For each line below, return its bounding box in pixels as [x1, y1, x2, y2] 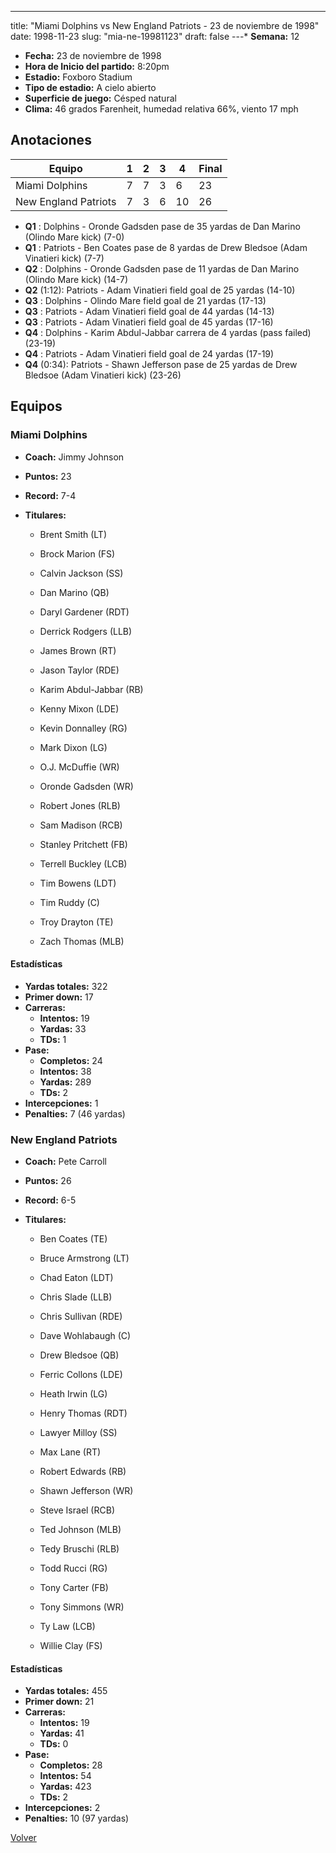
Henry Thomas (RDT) [39, 1407, 128, 1419]
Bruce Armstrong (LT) [39, 1252, 130, 1264]
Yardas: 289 [39, 1076, 92, 1088]
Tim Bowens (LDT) [39, 877, 117, 889]
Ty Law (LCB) [39, 1621, 96, 1632]
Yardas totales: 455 [24, 1685, 108, 1697]
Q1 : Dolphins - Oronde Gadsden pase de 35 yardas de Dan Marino [24, 220, 301, 232]
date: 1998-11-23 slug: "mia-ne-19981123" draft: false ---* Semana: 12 [10, 31, 300, 42]
